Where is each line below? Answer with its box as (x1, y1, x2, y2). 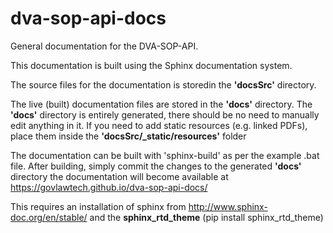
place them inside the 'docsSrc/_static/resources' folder (10, 130, 247, 142)
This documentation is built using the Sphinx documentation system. (10, 59, 293, 71)
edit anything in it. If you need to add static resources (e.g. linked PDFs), (10, 119, 308, 131)
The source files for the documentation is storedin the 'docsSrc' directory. (10, 78, 317, 91)
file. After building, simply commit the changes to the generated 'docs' (10, 160, 302, 172)
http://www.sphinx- (188, 200, 268, 212)
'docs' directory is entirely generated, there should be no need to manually (10, 108, 320, 121)
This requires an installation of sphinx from (10, 200, 187, 212)
